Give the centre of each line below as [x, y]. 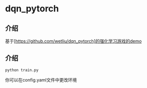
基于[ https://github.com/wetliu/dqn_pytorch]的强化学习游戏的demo [73, 41]
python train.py [22, 70]
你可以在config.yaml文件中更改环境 [41, 80]
